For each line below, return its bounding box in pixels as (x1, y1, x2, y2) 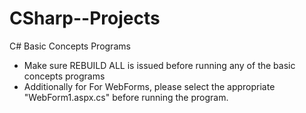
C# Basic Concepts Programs (9, 40, 131, 52)
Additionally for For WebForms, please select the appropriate (23, 80, 276, 92)
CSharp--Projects (9, 7, 161, 30)
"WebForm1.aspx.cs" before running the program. (23, 91, 229, 103)
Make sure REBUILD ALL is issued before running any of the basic (23, 59, 296, 71)
